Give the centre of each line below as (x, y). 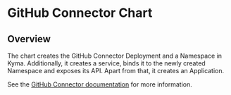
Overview (29, 39)
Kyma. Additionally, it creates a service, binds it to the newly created (106, 63)
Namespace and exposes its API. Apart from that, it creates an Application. (116, 71)
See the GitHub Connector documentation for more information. (100, 84)
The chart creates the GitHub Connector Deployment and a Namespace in (115, 56)
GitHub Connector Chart (80, 13)
